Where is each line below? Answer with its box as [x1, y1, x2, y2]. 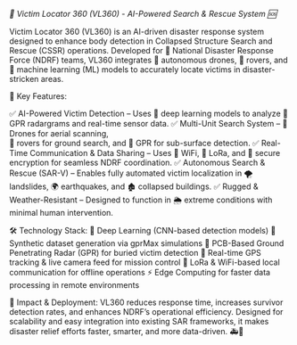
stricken [9, 74, 39, 84]
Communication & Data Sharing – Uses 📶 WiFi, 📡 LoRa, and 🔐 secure [29, 148, 281, 158]
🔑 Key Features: [9, 91, 68, 102]
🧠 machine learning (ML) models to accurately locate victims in [9, 64, 241, 75]
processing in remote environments [9, 280, 140, 290]
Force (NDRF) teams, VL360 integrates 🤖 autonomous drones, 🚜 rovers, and [9, 54, 288, 65]
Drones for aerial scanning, [9, 128, 109, 138]
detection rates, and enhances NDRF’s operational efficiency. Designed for [9, 307, 284, 316]
